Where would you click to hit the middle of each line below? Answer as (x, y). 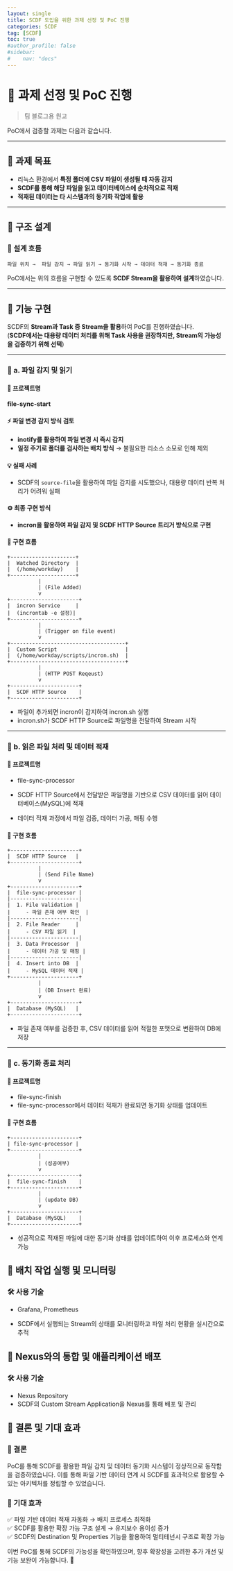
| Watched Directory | (43, 563)
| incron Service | (43, 605)
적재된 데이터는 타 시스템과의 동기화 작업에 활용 (80, 196)
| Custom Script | (68, 649)
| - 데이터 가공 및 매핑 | (46, 951)
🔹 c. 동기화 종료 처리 (39, 1064)
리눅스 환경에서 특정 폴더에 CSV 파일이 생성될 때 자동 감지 (95, 179)
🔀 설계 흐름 (24, 248)
